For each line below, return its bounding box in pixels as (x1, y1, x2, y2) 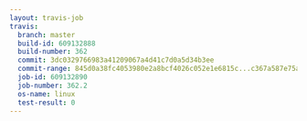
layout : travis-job (9, 13, 84, 23)
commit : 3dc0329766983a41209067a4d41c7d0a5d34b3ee (17, 55, 215, 65)
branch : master (17, 30, 76, 39)
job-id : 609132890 (17, 73, 89, 82)
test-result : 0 (17, 97, 76, 107)
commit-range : (17, 65, 71, 74)
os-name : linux (17, 89, 76, 98)
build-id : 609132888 (17, 38, 96, 48)
